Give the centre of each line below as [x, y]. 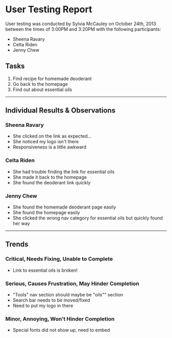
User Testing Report [49, 10]
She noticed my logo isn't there [46, 142]
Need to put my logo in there [43, 306]
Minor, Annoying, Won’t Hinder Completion [60, 318]
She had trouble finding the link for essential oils [63, 172]
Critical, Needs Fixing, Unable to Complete [59, 259]
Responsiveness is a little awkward [49, 147]
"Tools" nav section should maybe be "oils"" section [68, 295]
